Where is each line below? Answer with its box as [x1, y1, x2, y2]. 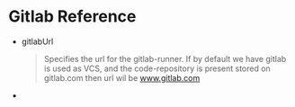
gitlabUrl [21, 36, 54, 47]
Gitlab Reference [8, 6, 137, 27]
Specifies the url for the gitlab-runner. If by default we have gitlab [43, 53, 287, 64]
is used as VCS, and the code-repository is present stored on [43, 63, 271, 74]
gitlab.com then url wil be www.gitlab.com [43, 72, 201, 83]
